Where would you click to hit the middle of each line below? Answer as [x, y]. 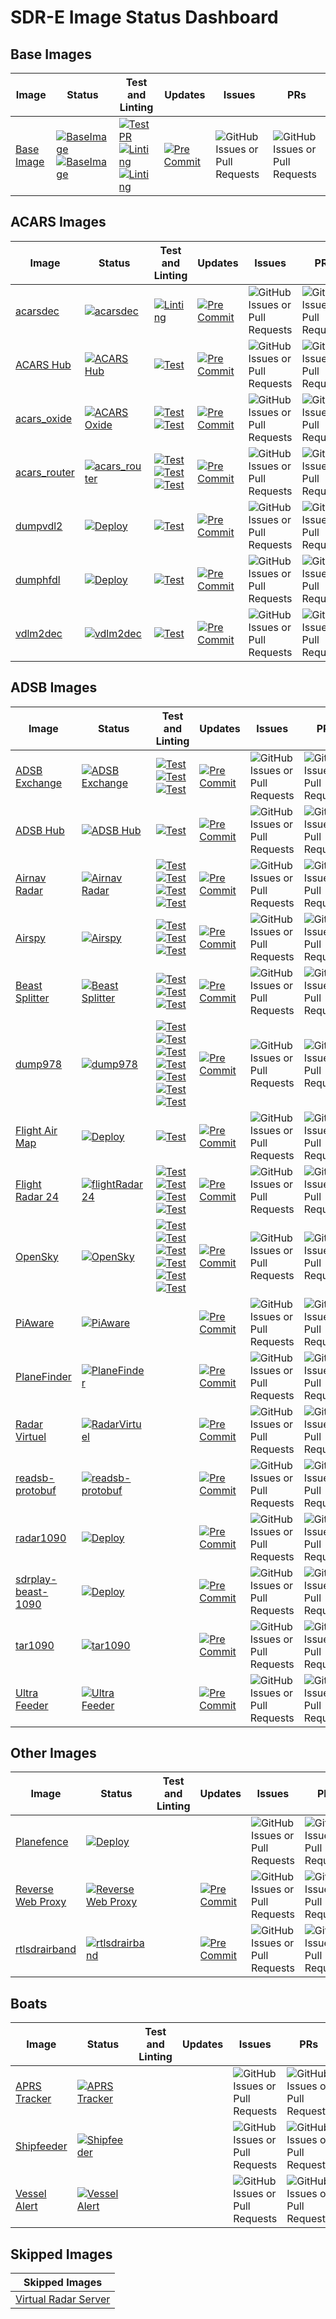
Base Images [51, 54]
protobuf [36, 1490]
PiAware [35, 1323]
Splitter [32, 998]
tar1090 [35, 1645]
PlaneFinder [43, 1376]
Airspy [30, 938]
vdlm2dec [39, 633]
